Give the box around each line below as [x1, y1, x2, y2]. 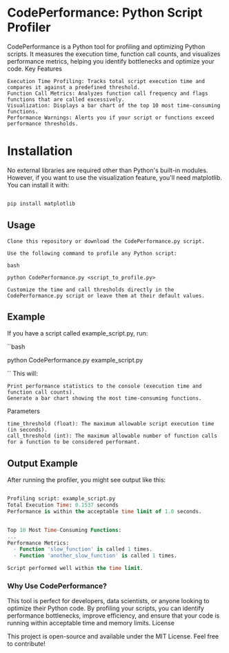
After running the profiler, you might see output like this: [7, 476, 166, 484]
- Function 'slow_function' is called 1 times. [13, 546, 153, 553]
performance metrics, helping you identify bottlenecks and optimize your [7, 57, 215, 65]
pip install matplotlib [7, 200, 76, 207]
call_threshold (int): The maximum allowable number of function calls [7, 432, 217, 440]
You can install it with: [7, 181, 70, 189]
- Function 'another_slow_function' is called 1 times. [13, 552, 177, 560]
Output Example [7, 457, 78, 469]
